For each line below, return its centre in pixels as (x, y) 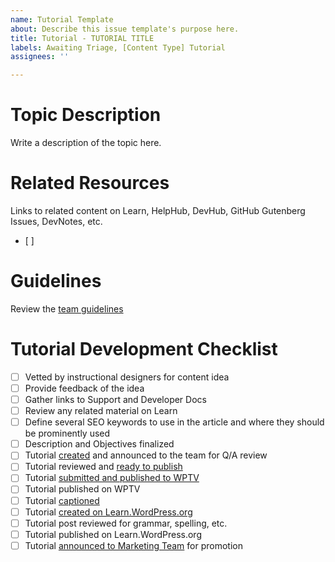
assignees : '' (40, 57)
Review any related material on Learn (101, 411)
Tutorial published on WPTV (82, 489)
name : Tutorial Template (62, 19)
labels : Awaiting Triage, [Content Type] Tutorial (118, 47)
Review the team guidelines (67, 308)
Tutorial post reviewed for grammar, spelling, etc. (126, 523)
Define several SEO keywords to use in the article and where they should (174, 422)
